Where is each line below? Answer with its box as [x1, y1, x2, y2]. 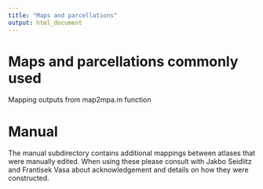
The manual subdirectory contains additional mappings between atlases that [8, 148, 256, 158]
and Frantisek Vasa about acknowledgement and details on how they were [8, 165, 249, 175]
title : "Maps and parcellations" [8, 11, 118, 20]
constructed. [8, 173, 49, 183]
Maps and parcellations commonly [8, 53, 239, 71]
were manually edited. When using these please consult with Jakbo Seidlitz [8, 157, 253, 166]
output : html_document [8, 19, 82, 27]
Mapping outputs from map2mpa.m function [8, 95, 152, 104]
